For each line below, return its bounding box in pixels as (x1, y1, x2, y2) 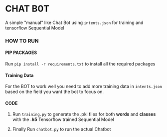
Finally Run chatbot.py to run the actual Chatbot (12, 126, 111, 132)
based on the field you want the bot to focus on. (5, 88, 104, 95)
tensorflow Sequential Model (5, 24, 65, 30)
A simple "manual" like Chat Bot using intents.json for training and (5, 19, 144, 25)
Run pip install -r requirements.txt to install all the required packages (5, 61, 156, 67)
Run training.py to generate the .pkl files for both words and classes (12, 111, 156, 117)
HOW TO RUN (5, 37, 39, 44)
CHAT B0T (5, 3, 50, 14)
